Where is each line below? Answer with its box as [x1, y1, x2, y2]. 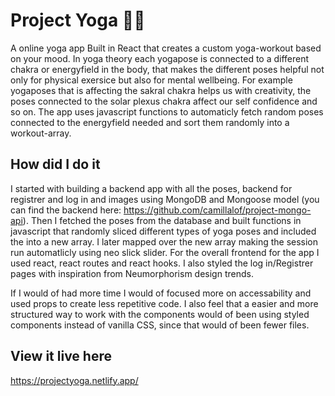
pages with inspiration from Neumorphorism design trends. [10, 267, 254, 279]
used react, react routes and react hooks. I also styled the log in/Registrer [10, 257, 314, 269]
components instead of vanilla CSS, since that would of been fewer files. [10, 319, 310, 331]
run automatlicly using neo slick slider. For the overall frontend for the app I [10, 246, 320, 258]
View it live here [10, 348, 112, 365]
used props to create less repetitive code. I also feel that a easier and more [10, 297, 319, 309]
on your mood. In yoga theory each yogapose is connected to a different [10, 52, 310, 64]
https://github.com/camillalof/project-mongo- [123, 204, 312, 216]
